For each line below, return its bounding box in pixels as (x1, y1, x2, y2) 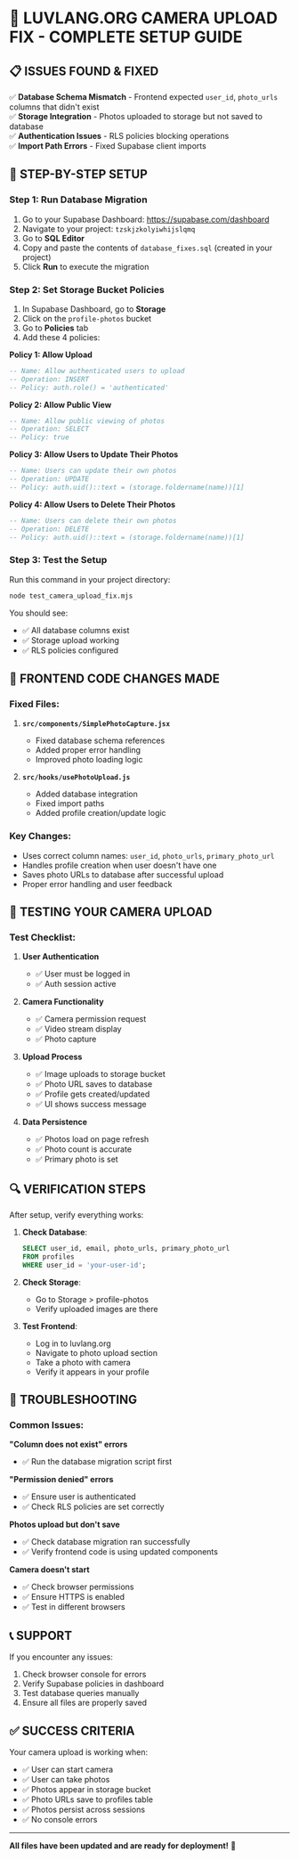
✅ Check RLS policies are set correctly (21, 1501, 165, 1513)
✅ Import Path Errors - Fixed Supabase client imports (9, 141, 206, 151)
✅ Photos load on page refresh (35, 1134, 149, 1145)
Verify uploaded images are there (35, 1303, 158, 1314)
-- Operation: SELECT (9, 425, 90, 434)
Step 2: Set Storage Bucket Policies (9, 283, 165, 296)
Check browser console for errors (21, 1669, 147, 1680)
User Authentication (21, 951, 100, 962)
